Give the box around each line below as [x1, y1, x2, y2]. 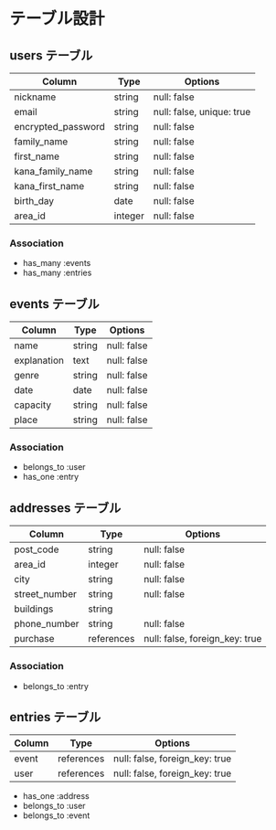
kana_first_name [14, 180, 85, 192]
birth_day [14, 195, 55, 207]
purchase [14, 633, 55, 645]
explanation [14, 354, 64, 367]
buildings [14, 602, 54, 615]
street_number [14, 588, 78, 601]
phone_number [14, 618, 80, 631]
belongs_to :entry [22, 680, 90, 691]
